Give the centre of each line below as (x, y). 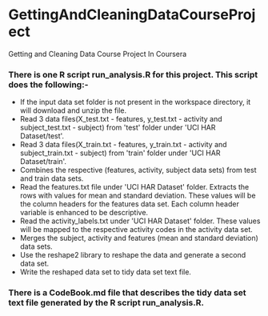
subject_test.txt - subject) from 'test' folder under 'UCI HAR (118, 128)
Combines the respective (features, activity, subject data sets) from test (138, 170)
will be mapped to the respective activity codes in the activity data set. (136, 230)
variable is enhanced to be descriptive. (84, 213)
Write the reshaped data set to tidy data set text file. (106, 272)
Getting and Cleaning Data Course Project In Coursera (98, 54)
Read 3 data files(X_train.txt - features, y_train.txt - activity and (123, 145)
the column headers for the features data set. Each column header (130, 204)
